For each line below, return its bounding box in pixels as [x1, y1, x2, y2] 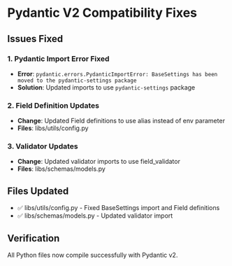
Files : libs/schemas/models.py [17, 164, 106, 173]
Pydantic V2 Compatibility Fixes [7, 5, 198, 21]
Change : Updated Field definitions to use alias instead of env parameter [17, 117, 226, 125]
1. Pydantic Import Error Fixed [7, 54, 110, 64]
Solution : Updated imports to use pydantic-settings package [17, 83, 196, 92]
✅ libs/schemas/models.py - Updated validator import [17, 211, 173, 220]
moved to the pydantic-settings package [17, 77, 137, 84]
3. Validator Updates [7, 141, 78, 151]
